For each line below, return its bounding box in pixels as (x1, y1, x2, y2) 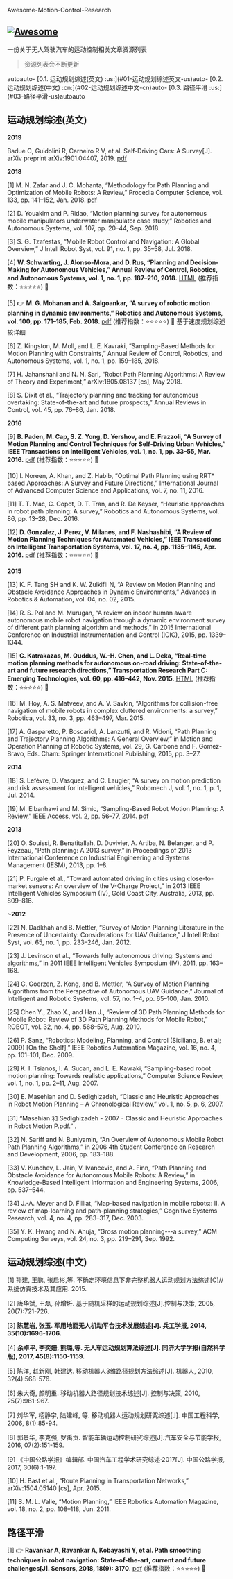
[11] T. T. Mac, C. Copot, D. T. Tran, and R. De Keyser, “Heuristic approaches (7, 500, 225, 508)
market (7, 881, 28, 890)
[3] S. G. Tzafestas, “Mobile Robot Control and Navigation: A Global (7, 237, 200, 246)
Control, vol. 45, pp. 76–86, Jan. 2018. (7, 405, 116, 413)
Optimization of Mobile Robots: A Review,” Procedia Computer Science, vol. (7, 188, 223, 196)
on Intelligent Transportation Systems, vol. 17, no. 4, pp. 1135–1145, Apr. (7, 543, 216, 551)
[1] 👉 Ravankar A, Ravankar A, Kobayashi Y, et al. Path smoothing (7, 1546, 202, 1555)
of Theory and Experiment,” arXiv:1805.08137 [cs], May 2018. (7, 377, 182, 386)
